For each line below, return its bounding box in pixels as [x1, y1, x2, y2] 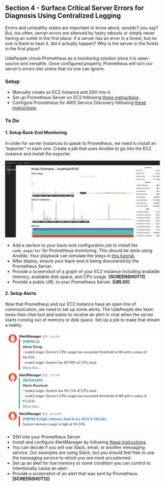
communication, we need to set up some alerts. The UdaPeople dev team [5, 307, 154, 312]
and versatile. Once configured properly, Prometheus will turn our [20, 60, 153, 66]
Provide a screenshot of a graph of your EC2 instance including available [12, 269, 160, 275]
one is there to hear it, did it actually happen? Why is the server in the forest [5, 40, 159, 46]
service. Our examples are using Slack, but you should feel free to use [12, 450, 155, 455]
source [5, 60, 20, 66]
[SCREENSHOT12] [12, 476, 50, 482]
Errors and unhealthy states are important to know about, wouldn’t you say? [5, 25, 159, 31]
